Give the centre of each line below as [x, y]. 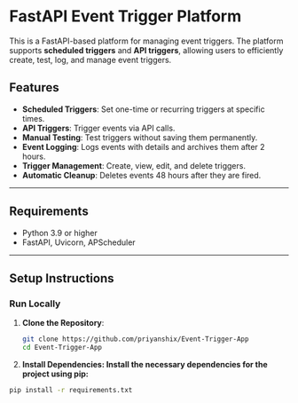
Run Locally [35, 304]
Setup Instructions [62, 278]
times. [33, 118]
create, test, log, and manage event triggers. [90, 59]
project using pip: [55, 374]
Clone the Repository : [63, 323]
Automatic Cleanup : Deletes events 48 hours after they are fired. [141, 175]
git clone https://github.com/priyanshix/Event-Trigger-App [135, 339]
